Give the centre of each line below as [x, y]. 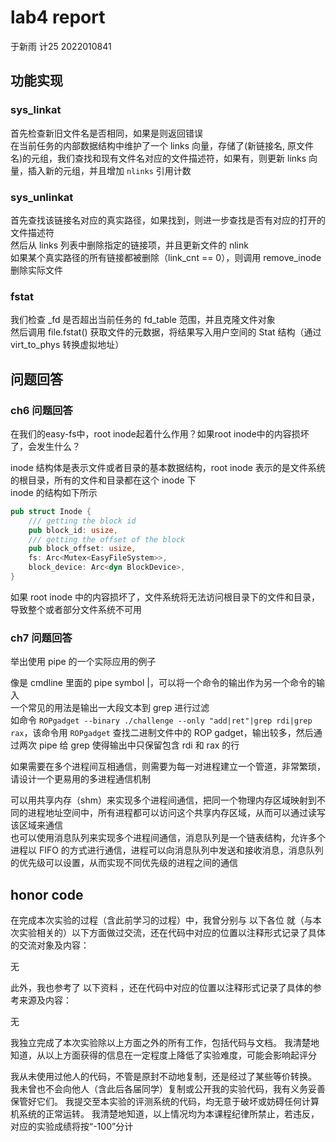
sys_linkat [36, 110]
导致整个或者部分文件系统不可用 [76, 609]
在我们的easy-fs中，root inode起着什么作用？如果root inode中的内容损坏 [160, 433]
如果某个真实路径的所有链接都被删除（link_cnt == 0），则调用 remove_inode [166, 257]
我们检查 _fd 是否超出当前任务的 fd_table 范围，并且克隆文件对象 [143, 320]
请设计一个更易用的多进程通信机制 [80, 779]
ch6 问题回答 [41, 410]
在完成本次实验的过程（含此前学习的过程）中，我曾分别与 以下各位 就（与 [161, 920]
